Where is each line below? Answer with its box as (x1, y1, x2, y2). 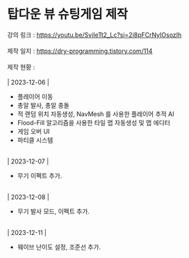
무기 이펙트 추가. (17, 171, 63, 179)
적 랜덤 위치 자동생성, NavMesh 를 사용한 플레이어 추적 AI (17, 109, 175, 118)
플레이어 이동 (17, 92, 54, 101)
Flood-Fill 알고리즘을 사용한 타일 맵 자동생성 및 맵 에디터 (17, 118, 170, 127)
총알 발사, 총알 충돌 (17, 101, 69, 109)
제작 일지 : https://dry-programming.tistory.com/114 (7, 47, 153, 55)
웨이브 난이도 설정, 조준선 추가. (17, 243, 101, 251)
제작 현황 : (7, 63, 35, 71)
